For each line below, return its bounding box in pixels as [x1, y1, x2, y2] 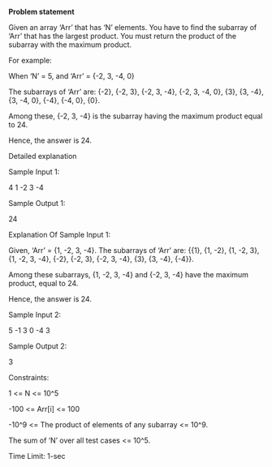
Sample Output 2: [8, 341, 67, 351]
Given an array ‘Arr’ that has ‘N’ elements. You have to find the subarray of [8, 23, 257, 32]
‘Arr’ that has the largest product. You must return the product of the [8, 32, 237, 41]
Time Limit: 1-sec [8, 452, 66, 461]
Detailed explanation [8, 152, 77, 161]
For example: [8, 56, 53, 65]
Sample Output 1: [8, 199, 66, 208]
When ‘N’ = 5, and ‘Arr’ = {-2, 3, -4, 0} [8, 71, 136, 80]
